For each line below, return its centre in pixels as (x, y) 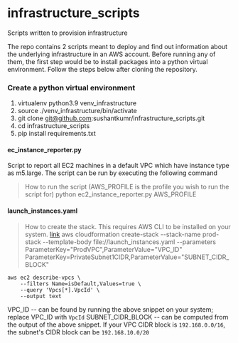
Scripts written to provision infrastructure (67, 33)
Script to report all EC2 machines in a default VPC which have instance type (118, 166)
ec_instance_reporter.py (44, 149)
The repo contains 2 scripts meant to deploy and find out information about (118, 46)
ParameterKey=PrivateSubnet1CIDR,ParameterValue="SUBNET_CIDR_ (127, 257)
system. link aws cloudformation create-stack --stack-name (113, 234)
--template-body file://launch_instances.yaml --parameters (129, 242)
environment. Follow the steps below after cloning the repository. (102, 69)
